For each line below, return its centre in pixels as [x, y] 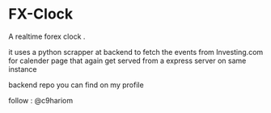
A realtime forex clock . [47, 36]
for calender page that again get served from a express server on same [127, 61]
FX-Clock [41, 14]
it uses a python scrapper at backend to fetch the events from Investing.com [136, 52]
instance [23, 69]
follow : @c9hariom [41, 100]
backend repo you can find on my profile [76, 85]
